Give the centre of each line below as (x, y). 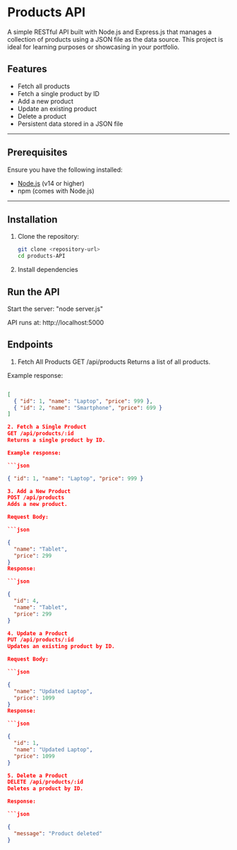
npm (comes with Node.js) (56, 191)
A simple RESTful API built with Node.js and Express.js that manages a (110, 32)
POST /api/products (36, 498)
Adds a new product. (38, 504)
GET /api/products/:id (41, 434)
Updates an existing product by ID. (61, 647)
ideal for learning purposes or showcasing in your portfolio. (93, 47)
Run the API (34, 291)
